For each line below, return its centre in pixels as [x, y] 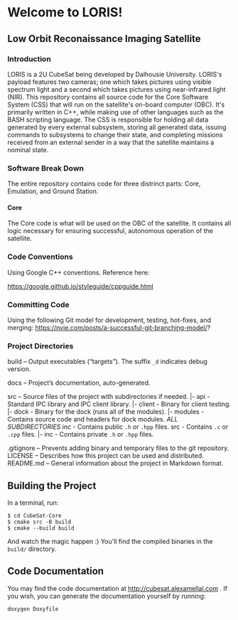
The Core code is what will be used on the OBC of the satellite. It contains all [119, 223]
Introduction [29, 59]
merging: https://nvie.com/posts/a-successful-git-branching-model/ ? [109, 327]
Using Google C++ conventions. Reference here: [79, 272]
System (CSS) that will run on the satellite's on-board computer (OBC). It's [116, 105]
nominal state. [28, 149]
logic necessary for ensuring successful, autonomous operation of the [110, 231]
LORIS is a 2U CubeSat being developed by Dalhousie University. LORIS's [115, 74]
